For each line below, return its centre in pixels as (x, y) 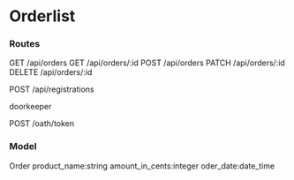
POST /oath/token (42, 124)
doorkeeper (30, 107)
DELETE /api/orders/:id (51, 72)
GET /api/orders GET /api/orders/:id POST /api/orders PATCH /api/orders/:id (147, 63)
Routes (25, 44)
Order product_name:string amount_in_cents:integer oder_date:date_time (142, 166)
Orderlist (42, 16)
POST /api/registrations (52, 89)
